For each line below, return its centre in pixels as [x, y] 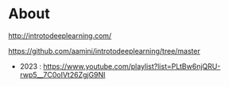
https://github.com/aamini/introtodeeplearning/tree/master [104, 51]
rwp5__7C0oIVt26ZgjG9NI [62, 74]
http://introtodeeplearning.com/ [60, 36]
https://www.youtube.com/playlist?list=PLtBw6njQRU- [132, 66]
